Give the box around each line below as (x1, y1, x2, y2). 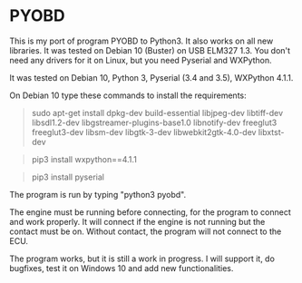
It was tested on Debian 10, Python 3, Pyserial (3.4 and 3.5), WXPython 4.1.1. (9, 72, 294, 83)
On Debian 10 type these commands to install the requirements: (9, 90, 247, 101)
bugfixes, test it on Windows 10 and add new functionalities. (9, 262, 234, 273)
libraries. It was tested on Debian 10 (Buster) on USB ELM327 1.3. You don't (9, 44, 291, 55)
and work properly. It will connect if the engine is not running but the (9, 216, 266, 227)
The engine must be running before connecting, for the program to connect (9, 206, 292, 218)
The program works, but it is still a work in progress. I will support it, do (9, 253, 275, 264)
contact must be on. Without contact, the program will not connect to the (9, 226, 282, 237)
